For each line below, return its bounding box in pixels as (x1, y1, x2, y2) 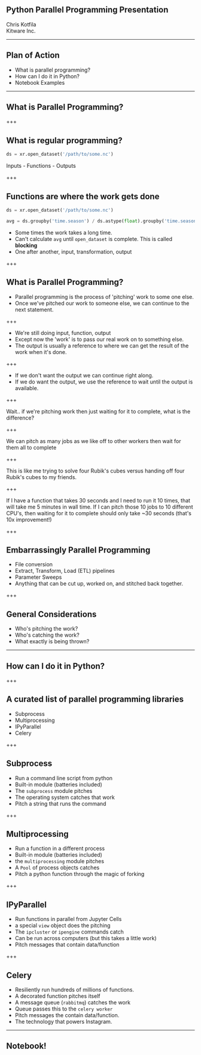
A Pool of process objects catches (14, 864, 100, 871)
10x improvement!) (6, 516, 52, 523)
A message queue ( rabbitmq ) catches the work (14, 999, 130, 1006)
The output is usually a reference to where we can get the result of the (14, 342, 189, 349)
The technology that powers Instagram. (14, 1018, 112, 1025)
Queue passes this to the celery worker (14, 1005, 113, 1012)
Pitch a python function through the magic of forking (14, 870, 145, 878)
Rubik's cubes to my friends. (6, 473, 77, 480)
